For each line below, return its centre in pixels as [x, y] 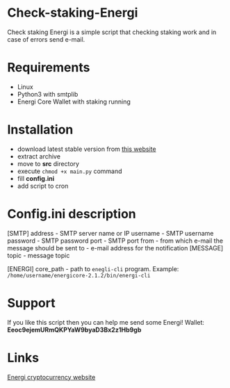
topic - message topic [39, 255]
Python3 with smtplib [48, 94]
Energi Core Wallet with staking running [74, 102]
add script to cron [43, 186]
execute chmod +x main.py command [70, 171]
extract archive [39, 156]
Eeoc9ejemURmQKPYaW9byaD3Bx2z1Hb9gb [74, 330]
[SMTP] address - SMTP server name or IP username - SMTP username [110, 233]
